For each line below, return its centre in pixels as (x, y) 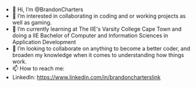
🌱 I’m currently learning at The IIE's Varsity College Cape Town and (97, 29)
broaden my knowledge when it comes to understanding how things (98, 55)
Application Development (44, 42)
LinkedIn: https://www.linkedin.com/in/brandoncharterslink (86, 77)
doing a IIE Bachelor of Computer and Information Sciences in (90, 36)
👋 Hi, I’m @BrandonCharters (48, 9)
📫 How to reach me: (38, 68)
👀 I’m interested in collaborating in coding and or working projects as (99, 16)
